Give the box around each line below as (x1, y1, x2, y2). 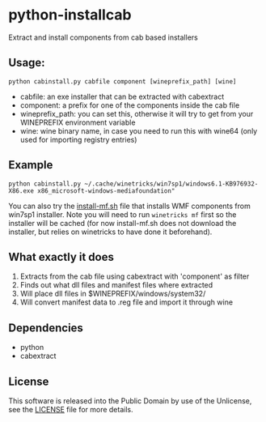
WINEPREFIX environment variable (19, 117, 136, 127)
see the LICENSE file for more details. (8, 405, 133, 414)
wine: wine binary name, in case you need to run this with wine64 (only (19, 126, 258, 135)
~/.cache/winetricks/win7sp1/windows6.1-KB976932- (84, 180, 259, 188)
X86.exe (8, 186, 35, 195)
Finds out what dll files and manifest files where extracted (19, 280, 213, 290)
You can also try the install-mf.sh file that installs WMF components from (8, 201, 251, 211)
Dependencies (8, 321, 83, 335)
